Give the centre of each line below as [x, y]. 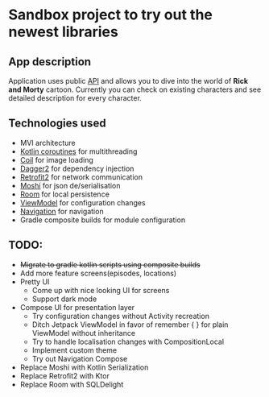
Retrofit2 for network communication [81, 177]
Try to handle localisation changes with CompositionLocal [128, 341]
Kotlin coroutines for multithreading [79, 151]
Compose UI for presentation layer [77, 307]
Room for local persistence [65, 194]
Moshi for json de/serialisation [70, 185]
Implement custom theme [74, 350]
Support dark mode [64, 299]
